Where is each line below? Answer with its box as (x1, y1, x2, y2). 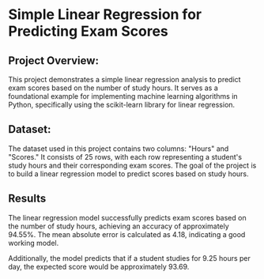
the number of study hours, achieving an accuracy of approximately (8, 221, 229, 231)
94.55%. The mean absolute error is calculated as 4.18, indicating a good (8, 229, 246, 239)
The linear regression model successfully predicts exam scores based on (8, 213, 247, 222)
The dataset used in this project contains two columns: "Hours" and (8, 144, 229, 153)
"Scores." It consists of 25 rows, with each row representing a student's (8, 152, 243, 161)
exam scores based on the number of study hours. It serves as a (8, 83, 219, 92)
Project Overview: (8, 54, 99, 67)
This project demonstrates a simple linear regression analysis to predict (8, 75, 241, 84)
